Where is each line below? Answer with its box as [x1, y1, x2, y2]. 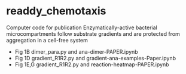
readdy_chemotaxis [6, 4, 106, 18]
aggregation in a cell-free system [6, 36, 89, 44]
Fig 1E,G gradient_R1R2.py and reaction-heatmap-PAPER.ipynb [14, 61, 169, 68]
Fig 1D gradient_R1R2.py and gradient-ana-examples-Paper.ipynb [14, 54, 176, 61]
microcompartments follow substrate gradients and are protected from [6, 30, 181, 37]
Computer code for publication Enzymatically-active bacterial [6, 24, 157, 31]
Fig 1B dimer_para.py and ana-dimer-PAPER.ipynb [14, 48, 139, 55]
